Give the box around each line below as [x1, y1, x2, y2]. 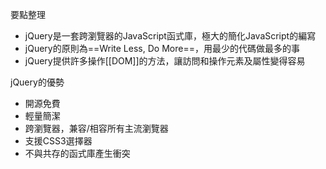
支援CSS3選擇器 [24, 135, 93, 147]
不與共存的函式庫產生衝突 [24, 148, 131, 159]
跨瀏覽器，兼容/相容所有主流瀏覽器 [24, 123, 169, 134]
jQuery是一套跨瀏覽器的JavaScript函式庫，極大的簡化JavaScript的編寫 [24, 30, 317, 42]
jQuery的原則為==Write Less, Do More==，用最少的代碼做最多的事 [24, 43, 300, 54]
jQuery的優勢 [10, 76, 65, 88]
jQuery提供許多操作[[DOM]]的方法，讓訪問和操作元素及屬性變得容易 [24, 55, 306, 67]
